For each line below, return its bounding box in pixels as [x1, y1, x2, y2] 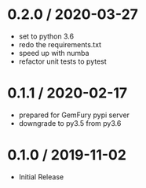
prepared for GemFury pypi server [18, 110, 130, 120]
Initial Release [18, 171, 64, 182]
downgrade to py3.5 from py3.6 [18, 118, 122, 127]
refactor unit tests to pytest [18, 57, 107, 66]
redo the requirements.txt [18, 39, 102, 49]
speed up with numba [18, 48, 89, 57]
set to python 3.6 [18, 31, 75, 41]
